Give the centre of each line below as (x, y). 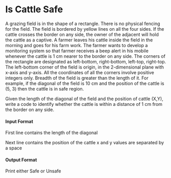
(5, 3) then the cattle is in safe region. (45, 88)
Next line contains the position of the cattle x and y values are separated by (85, 143)
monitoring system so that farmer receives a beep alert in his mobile (77, 51)
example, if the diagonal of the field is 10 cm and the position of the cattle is (85, 83)
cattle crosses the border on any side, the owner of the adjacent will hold (82, 34)
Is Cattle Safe (34, 9)
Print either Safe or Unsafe (33, 171)
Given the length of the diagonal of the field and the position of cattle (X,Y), (84, 99)
